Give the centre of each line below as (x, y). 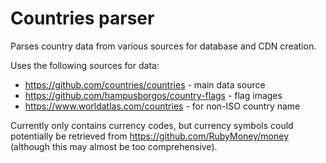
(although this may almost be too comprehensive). (114, 146)
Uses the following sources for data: (85, 65)
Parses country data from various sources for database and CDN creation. (163, 46)
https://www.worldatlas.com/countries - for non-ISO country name (162, 106)
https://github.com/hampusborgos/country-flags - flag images (153, 95)
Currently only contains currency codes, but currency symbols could (152, 125)
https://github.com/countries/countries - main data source (145, 84)
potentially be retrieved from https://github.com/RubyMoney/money (150, 136)
